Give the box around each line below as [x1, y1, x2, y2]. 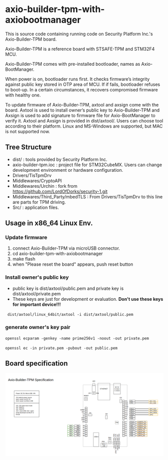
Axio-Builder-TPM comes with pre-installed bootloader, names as [5, 61, 140, 67]
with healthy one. [5, 92, 41, 98]
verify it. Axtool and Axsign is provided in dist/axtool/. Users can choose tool [5, 118, 163, 124]
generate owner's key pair [5, 323, 71, 330]
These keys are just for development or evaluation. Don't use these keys [12, 296, 163, 302]
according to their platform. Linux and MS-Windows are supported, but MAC [5, 123, 163, 129]
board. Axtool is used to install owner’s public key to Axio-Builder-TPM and [5, 107, 160, 113]
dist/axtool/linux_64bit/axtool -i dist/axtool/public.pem [7, 312, 134, 317]
